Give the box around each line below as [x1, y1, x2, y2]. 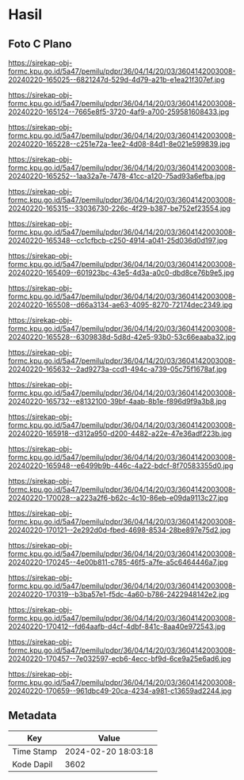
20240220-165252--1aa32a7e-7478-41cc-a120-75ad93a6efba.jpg [8, 172, 226, 181]
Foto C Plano [8, 37, 72, 51]
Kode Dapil [12, 759, 53, 770]
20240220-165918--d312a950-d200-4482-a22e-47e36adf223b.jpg [8, 429, 232, 438]
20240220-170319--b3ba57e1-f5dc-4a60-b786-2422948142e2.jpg [8, 590, 230, 599]
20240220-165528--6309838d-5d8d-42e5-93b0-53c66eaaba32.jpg [8, 333, 236, 341]
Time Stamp [12, 746, 58, 757]
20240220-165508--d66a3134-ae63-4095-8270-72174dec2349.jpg [8, 300, 233, 310]
